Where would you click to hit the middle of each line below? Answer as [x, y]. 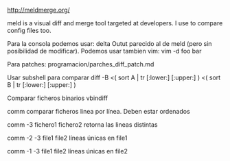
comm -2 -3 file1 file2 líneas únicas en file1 [67, 138]
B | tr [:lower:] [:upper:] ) [42, 85]
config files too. [29, 30]
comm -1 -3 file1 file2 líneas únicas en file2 [68, 151]
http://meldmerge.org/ [38, 10]
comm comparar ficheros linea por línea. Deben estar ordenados [99, 111]
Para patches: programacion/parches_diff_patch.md [81, 64]
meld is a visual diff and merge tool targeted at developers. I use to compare [115, 23]
